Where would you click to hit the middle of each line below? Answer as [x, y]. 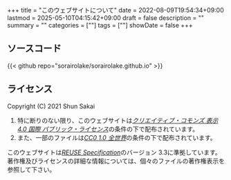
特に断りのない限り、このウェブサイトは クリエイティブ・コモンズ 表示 [118, 120]
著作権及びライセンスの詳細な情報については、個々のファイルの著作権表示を [116, 161]
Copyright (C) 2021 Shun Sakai [51, 106]
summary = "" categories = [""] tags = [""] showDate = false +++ [100, 25]
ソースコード [34, 49]
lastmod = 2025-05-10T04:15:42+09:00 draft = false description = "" [105, 18]
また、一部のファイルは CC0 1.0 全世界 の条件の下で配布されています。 [117, 137]
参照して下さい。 [31, 169]
